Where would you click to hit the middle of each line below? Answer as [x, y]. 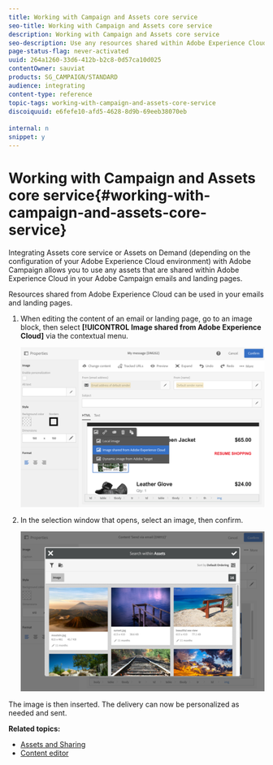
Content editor [44, 753]
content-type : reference [50, 94]
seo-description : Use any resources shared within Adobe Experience [127, 43]
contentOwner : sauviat [47, 69]
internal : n [28, 129]
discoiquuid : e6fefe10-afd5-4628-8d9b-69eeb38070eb [97, 111]
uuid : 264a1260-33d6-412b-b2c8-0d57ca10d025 [85, 60]
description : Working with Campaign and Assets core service [114, 34]
